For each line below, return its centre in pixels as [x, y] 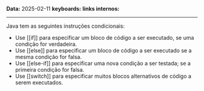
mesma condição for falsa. [48, 57]
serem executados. [39, 83]
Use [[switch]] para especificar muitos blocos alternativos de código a [103, 76]
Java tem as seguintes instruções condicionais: [66, 26]
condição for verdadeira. [46, 44]
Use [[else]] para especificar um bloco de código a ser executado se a [103, 50]
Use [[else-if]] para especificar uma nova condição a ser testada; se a [103, 63]
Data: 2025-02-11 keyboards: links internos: [63, 9]
